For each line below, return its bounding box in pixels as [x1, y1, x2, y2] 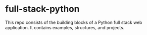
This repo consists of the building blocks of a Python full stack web [5, 19, 143, 25]
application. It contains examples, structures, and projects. [5, 24, 125, 30]
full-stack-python [5, 3, 80, 15]
